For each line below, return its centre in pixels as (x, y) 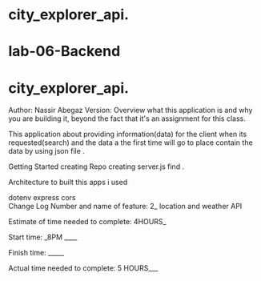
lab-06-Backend (64, 52)
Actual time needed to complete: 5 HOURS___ (83, 268)
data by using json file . (47, 151)
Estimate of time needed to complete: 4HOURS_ (87, 222)
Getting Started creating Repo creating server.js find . (96, 167)
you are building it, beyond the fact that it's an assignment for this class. (127, 118)
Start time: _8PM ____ (43, 237)
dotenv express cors (42, 198)
